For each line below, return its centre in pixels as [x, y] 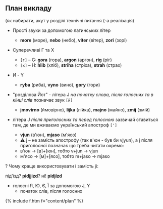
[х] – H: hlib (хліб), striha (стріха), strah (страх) [71, 65]
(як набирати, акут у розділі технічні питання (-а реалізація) [70, 20]
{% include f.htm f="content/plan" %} [44, 201]
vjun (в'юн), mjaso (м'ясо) [48, 135]
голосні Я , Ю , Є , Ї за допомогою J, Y [51, 185]
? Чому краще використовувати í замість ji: [52, 166]
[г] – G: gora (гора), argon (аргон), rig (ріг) [66, 60]
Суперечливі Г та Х [33, 50]
